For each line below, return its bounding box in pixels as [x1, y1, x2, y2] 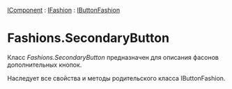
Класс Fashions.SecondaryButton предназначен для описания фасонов [7, 53, 219, 61]
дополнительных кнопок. [7, 60, 82, 69]
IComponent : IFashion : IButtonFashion [7, 6, 121, 14]
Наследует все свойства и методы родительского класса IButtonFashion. [7, 74, 226, 82]
